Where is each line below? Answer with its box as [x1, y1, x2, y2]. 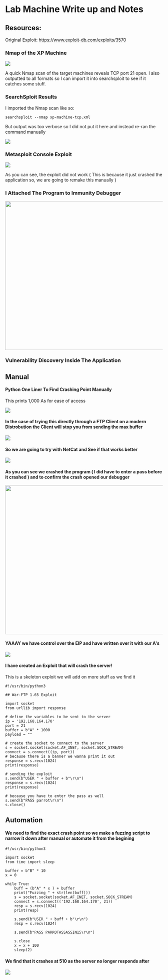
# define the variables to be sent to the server [5, 714, 111, 719]
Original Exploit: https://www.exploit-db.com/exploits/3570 [5, 37, 126, 43]
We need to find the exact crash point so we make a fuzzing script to [5, 830, 150, 836]
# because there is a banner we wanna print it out [5, 754, 115, 759]
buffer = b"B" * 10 [5, 868, 46, 873]
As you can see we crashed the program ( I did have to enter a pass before [5, 468, 162, 474]
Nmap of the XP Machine [5, 49, 67, 56]
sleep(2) [14, 947, 32, 953]
